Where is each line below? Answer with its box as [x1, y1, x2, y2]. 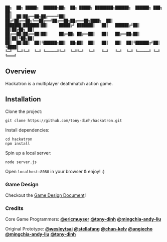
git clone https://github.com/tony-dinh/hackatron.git [5, 118, 122, 123]
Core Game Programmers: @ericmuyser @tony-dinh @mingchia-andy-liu [5, 216, 161, 222]
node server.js [5, 159, 37, 165]
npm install [5, 141, 30, 146]
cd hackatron [5, 137, 33, 142]
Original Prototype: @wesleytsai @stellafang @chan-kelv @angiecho [5, 226, 153, 232]
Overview [5, 67, 37, 76]
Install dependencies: [5, 127, 50, 133]
